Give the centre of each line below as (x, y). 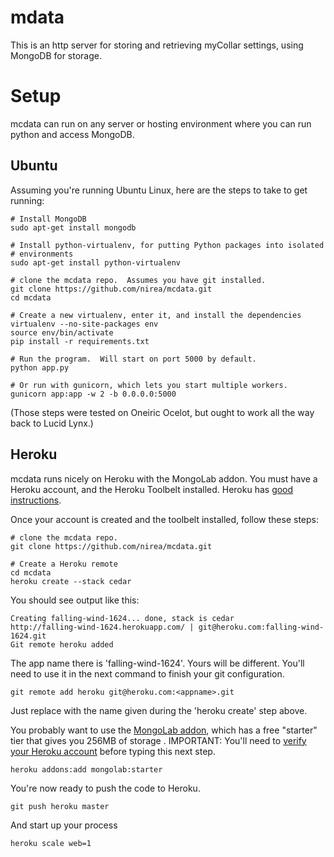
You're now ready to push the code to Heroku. (105, 788)
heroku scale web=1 (51, 843)
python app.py (40, 367)
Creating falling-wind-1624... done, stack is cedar (122, 618)
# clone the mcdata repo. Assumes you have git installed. (138, 280)
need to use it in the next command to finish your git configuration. (147, 673)
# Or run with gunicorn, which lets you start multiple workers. (149, 385)
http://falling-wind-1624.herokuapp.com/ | (102, 627)
